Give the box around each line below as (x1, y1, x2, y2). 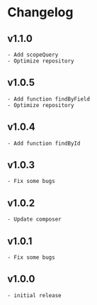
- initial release (7, 292, 62, 299)
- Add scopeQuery (7, 51, 59, 58)
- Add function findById (7, 140, 81, 147)
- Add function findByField (7, 95, 91, 103)
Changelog (7, 4, 74, 21)
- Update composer (7, 216, 62, 223)
